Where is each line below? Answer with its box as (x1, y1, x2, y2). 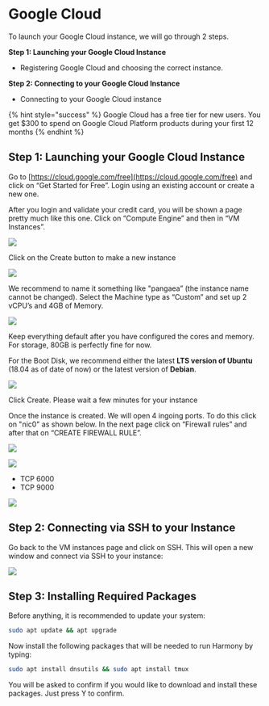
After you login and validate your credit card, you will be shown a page (8, 204, 243, 214)
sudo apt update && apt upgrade (8, 627, 117, 635)
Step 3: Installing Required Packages (8, 589, 197, 603)
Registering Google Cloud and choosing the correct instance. (19, 62, 224, 73)
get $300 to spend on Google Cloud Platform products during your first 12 (8, 118, 254, 128)
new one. (8, 189, 39, 199)
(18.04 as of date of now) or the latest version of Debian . (8, 364, 197, 374)
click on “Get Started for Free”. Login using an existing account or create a (8, 180, 255, 190)
